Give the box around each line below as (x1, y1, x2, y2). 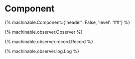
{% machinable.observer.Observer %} (4, 29, 83, 35)
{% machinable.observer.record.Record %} (4, 38, 93, 45)
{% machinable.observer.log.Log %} (4, 48, 79, 54)
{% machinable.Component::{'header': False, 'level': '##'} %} (4, 19, 131, 25)
